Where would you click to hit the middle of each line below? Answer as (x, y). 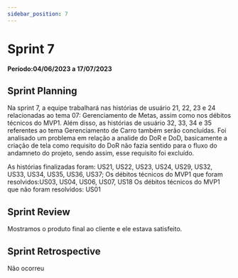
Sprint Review (39, 212)
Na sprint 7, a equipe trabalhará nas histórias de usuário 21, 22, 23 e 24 (112, 108)
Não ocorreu (26, 268)
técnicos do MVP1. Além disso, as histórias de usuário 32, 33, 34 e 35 (109, 123)
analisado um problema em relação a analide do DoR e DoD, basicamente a (117, 138)
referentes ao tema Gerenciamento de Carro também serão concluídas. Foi (117, 130)
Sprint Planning (42, 90)
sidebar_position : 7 (38, 14)
